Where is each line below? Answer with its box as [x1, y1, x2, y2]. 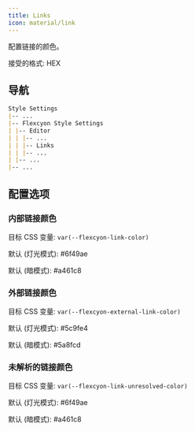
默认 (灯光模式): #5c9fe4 [8, 324, 88, 333]
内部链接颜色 [8, 213, 57, 224]
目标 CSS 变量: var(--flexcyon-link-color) [8, 232, 149, 241]
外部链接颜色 [8, 287, 57, 298]
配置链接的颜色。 [8, 41, 64, 51]
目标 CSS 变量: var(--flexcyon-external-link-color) [8, 307, 181, 316]
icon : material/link [8, 19, 76, 27]
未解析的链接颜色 [8, 362, 73, 373]
